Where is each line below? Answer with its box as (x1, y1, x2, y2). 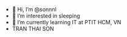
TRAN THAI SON (12, 25, 55, 32)
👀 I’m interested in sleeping (12, 12, 80, 19)
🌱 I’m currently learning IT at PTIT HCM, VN (12, 19, 122, 25)
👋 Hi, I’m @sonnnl (12, 6, 57, 13)
